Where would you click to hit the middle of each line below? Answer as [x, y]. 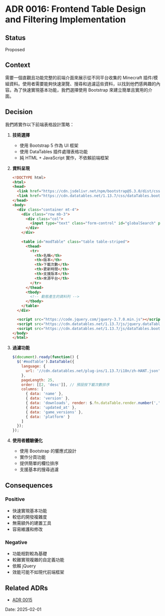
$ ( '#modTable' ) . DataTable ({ [46, 362]
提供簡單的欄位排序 [39, 463]
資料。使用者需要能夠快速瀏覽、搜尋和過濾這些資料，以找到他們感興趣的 [82, 84]
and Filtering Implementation [66, 19]
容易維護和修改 [27, 529]
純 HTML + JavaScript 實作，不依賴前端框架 [64, 158]
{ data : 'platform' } [48, 417]
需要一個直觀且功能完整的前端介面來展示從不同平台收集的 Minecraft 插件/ [79, 77]
